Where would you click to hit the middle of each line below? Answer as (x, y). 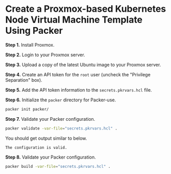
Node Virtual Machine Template (74, 20)
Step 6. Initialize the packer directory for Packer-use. (61, 100)
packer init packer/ (27, 109)
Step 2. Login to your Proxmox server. (45, 55)
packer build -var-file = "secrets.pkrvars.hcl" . (58, 166)
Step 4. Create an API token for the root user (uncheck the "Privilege (78, 74)
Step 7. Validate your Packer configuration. (50, 119)
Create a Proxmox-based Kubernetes (86, 9)
